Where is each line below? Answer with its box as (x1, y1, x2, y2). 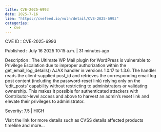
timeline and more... (5, 122, 45, 129)
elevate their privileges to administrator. (5, 99, 85, 104)
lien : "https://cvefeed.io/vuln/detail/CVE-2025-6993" (5, 16, 119, 21)
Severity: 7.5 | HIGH (5, 108, 44, 114)
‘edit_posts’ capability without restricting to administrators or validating (5, 83, 148, 89)
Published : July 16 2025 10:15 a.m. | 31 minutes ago (5, 48, 110, 54)
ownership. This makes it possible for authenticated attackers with (5, 88, 139, 94)
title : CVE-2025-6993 (5, 7, 49, 12)
